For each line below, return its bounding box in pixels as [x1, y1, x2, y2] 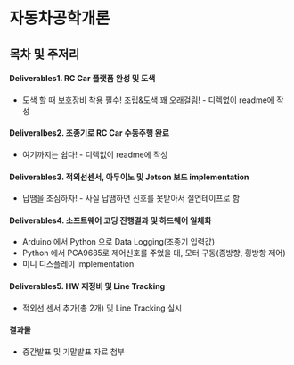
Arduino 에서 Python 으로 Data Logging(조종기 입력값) [21, 236, 216, 247]
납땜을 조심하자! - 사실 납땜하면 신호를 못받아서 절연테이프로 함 [21, 193, 241, 203]
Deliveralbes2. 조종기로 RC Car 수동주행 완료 [9, 128, 170, 138]
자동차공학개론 [9, 8, 110, 29]
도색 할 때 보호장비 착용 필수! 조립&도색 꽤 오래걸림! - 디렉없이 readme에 [21, 95, 274, 105]
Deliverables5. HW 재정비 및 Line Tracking [9, 280, 166, 291]
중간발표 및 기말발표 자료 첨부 [21, 345, 125, 357]
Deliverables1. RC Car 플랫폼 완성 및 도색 [9, 73, 156, 84]
